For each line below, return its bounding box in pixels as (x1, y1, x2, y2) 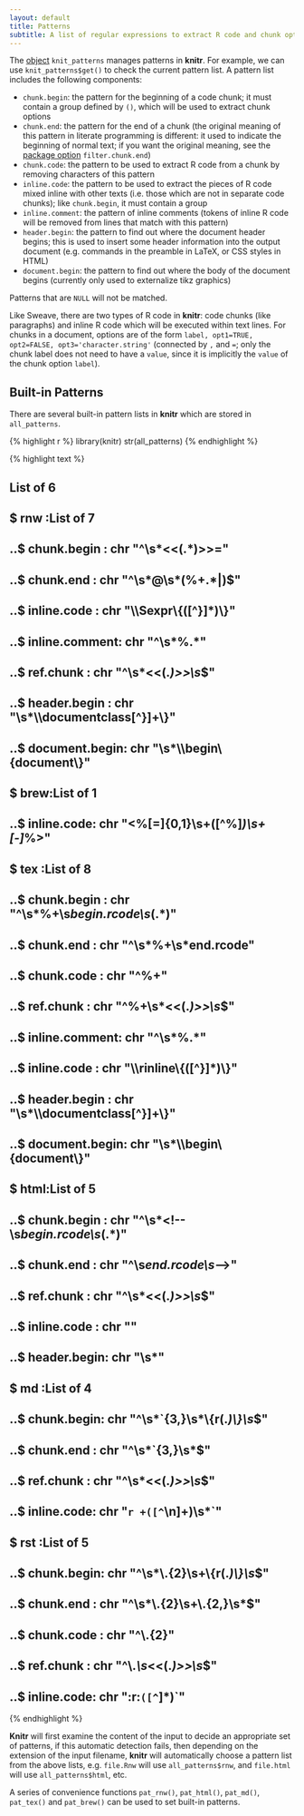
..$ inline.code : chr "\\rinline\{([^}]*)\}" (9, 1060, 238, 1076)
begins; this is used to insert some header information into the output (22, 237, 280, 248)
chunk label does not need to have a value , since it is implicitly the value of (9, 348, 289, 359)
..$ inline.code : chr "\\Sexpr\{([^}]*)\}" (9, 603, 236, 619)
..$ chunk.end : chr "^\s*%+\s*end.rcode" (9, 937, 255, 952)
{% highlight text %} (9, 454, 85, 464)
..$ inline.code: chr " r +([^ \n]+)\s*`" (9, 1504, 223, 1519)
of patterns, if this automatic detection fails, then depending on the (9, 1741, 259, 1752)
